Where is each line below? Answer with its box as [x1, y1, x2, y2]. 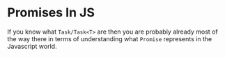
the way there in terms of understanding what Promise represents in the [7, 34, 212, 43]
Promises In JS [7, 5, 95, 21]
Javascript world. [7, 42, 57, 50]
